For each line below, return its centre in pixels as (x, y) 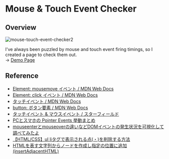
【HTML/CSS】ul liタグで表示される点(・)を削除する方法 (71, 139)
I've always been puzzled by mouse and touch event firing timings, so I (79, 49)
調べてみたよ (26, 133)
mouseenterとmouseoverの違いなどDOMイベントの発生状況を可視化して (88, 126)
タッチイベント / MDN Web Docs (47, 101)
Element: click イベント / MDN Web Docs (55, 95)
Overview (21, 28)
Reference (22, 76)
